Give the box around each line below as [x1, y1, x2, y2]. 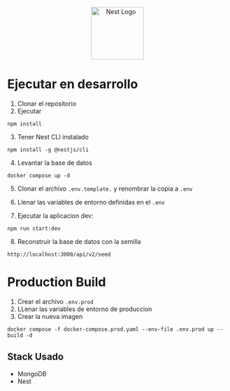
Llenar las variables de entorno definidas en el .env [17, 198, 166, 206]
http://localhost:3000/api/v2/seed [7, 251, 111, 258]
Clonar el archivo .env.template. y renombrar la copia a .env [17, 184, 193, 193]
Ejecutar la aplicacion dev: [17, 211, 94, 220]
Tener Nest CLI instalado [17, 132, 89, 141]
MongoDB [17, 369, 47, 378]
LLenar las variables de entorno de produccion [17, 305, 152, 313]
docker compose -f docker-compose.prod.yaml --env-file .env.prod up [7, 326, 215, 333]
